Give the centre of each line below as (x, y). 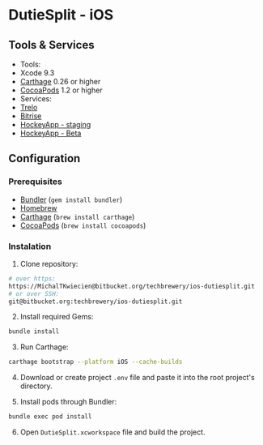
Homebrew (38, 208)
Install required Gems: (57, 317)
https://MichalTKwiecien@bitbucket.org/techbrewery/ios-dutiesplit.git (131, 286)
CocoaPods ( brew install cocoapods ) (83, 225)
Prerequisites (35, 182)
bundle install (34, 332)
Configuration (45, 158)
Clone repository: (49, 263)
